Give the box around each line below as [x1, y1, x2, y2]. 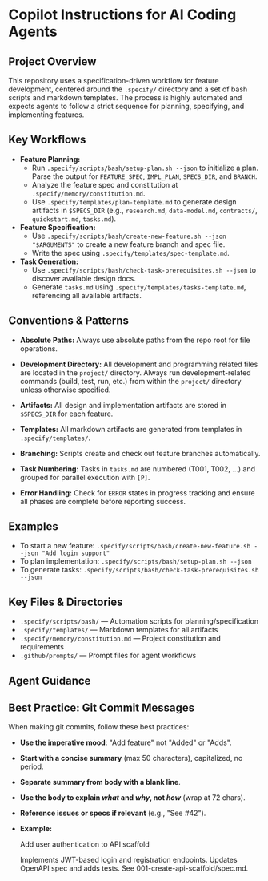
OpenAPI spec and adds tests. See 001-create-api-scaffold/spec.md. [19, 863, 249, 873]
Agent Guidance [8, 673, 91, 687]
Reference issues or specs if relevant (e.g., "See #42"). [19, 808, 206, 818]
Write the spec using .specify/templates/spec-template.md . [31, 248, 230, 257]
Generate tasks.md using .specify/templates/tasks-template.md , [31, 282, 246, 292]
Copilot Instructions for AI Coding [8, 6, 237, 24]
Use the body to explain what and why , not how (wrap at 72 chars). [19, 793, 246, 802]
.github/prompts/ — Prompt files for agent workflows [19, 651, 197, 661]
